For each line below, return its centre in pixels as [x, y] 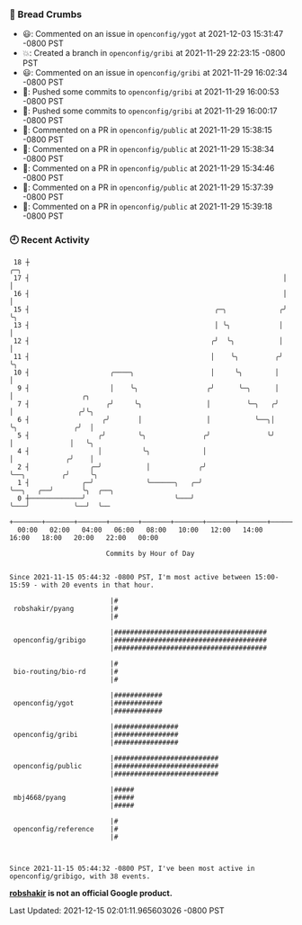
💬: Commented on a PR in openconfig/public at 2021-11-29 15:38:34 [148, 149]
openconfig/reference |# [66, 829]
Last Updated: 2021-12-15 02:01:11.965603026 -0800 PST [117, 910]
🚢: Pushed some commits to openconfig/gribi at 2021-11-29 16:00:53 [151, 92]
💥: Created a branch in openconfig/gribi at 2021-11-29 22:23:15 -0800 [154, 53]
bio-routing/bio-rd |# [66, 671]
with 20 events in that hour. [98, 585]
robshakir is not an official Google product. [91, 893]
